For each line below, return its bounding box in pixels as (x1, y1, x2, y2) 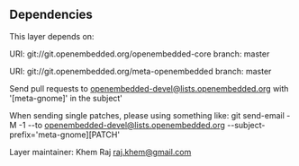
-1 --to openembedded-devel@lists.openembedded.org (18, 119, 225, 130)
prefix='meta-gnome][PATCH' (9, 129, 120, 140)
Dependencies (9, 7, 93, 22)
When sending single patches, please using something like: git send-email (9, 109, 285, 120)
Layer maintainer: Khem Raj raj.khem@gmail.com (9, 146, 192, 157)
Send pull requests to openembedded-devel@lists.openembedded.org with (9, 83, 289, 93)
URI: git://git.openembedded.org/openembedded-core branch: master (9, 48, 270, 59)
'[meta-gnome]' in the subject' (9, 92, 123, 103)
